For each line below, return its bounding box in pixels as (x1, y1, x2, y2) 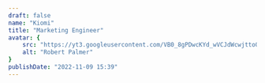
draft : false (8, 11, 51, 20)
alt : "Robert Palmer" (22, 48, 93, 56)
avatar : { (8, 33, 41, 42)
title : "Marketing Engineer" (8, 26, 104, 34)
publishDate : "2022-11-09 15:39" (8, 63, 118, 71)
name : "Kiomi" (8, 19, 55, 27)
